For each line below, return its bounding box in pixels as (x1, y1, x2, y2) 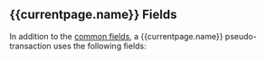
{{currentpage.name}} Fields (9, 7, 177, 22)
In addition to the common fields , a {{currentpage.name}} (9, 30, 223, 41)
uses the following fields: (52, 40, 147, 51)
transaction (9, 40, 52, 51)
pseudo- (224, 30, 258, 41)
